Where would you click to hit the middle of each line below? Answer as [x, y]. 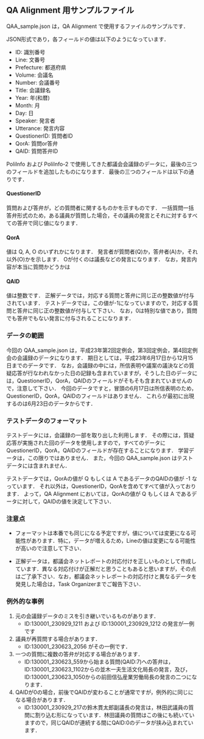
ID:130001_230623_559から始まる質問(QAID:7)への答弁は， [99, 662]
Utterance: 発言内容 [40, 128]
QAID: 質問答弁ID [37, 151]
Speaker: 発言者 [35, 121]
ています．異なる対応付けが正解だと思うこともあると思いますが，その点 [106, 569]
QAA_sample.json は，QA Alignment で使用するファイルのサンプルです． [97, 26]
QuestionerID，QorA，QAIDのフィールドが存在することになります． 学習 [98, 451]
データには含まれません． [38, 466]
